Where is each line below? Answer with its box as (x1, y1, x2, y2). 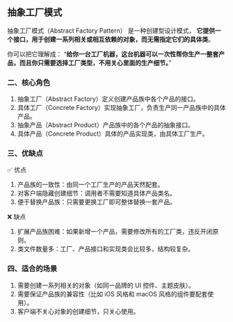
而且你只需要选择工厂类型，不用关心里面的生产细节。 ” (19, 58, 172, 67)
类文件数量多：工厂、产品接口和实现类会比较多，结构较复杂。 (17, 245, 195, 253)
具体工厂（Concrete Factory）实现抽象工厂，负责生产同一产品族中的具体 (17, 104, 226, 112)
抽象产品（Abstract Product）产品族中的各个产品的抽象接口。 (17, 121, 195, 129)
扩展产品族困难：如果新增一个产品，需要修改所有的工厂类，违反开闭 (17, 227, 213, 236)
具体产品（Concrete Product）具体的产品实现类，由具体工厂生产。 (17, 129, 209, 138)
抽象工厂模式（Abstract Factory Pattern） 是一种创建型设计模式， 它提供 (7, 26, 216, 35)
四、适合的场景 (7, 264, 58, 273)
